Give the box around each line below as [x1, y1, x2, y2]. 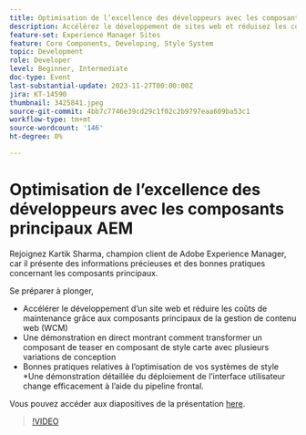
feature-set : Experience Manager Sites [9, 30, 161, 39]
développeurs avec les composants [9, 199, 285, 220]
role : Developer [9, 56, 71, 65]
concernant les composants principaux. [9, 267, 158, 278]
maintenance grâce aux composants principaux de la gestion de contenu [22, 312, 297, 324]
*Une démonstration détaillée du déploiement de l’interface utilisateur [22, 370, 286, 381]
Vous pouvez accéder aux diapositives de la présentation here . [9, 398, 246, 409]
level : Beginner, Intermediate [9, 65, 128, 74]
